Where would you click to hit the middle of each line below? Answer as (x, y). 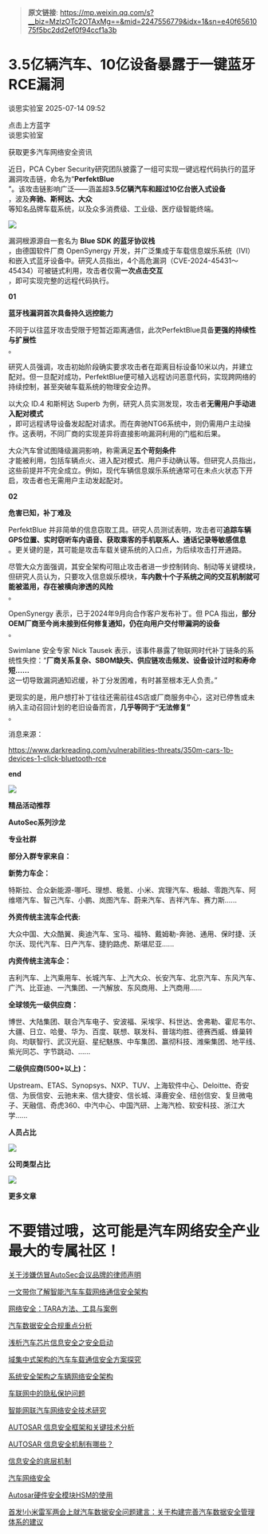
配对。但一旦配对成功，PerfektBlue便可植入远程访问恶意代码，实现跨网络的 (132, 376)
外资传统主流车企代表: (45, 917)
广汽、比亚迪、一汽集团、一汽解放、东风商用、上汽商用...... (105, 987)
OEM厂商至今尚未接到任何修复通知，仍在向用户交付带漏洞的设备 (114, 623)
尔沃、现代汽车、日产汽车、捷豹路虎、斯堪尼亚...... (91, 943)
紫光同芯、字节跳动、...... (49, 1051)
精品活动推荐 (29, 805)
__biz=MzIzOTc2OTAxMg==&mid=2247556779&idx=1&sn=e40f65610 (142, 22)
